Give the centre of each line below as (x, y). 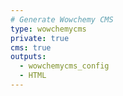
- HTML (33, 76)
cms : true (31, 47)
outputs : (28, 57)
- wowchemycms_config (64, 66)
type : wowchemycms (48, 29)
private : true (40, 38)
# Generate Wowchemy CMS (62, 19)
